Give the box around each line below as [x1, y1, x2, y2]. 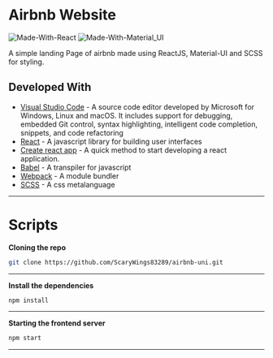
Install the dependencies [8, 280, 94, 290]
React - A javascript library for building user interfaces [19, 136, 202, 146]
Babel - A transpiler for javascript [19, 162, 132, 172]
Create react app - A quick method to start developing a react [19, 144, 227, 155]
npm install [8, 296, 49, 304]
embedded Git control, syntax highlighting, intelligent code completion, [19, 119, 258, 129]
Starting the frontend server [8, 318, 106, 328]
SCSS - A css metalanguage [19, 179, 115, 189]
